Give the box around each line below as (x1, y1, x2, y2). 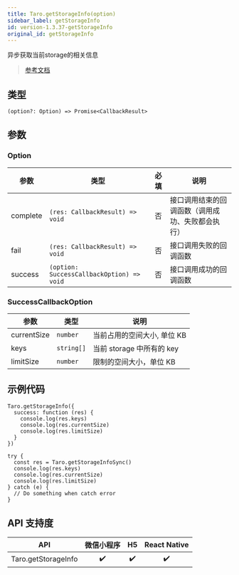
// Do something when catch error (14, 490, 116, 497)
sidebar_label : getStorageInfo (7, 17, 100, 24)
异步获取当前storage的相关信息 (7, 51, 99, 59)
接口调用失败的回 (169, 240, 228, 250)
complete (11, 211, 43, 221)
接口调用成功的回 (169, 264, 228, 274)
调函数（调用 (169, 206, 213, 216)
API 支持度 (7, 517, 54, 529)
